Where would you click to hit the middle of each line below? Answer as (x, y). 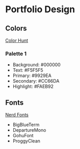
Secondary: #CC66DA (36, 81)
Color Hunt (17, 40)
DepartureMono (29, 130)
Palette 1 (16, 54)
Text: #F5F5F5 (28, 70)
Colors (16, 28)
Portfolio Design (40, 9)
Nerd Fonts (17, 115)
